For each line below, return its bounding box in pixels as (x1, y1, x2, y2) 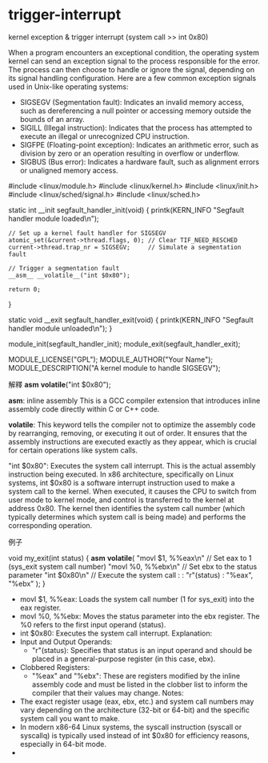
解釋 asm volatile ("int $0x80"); (8, 379, 111, 389)
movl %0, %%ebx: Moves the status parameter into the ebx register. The (19, 611, 260, 621)
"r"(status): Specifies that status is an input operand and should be (31, 645, 253, 655)
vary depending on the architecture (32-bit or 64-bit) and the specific (19, 704, 250, 715)
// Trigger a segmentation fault (8, 264, 120, 272)
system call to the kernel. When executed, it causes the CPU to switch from (8, 486, 258, 496)
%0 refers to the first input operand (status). (19, 619, 166, 629)
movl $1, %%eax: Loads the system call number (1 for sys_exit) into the (19, 594, 254, 603)
